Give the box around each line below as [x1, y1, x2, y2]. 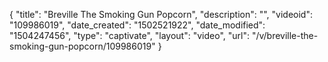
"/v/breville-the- [251, 30, 319, 41]
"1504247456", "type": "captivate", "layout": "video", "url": [9, 30, 250, 41]
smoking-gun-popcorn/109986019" [9, 40, 156, 52]
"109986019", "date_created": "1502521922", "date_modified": [9, 19, 266, 31]
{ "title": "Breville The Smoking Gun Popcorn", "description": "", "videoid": [9, 9, 313, 20]
